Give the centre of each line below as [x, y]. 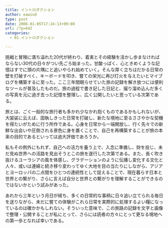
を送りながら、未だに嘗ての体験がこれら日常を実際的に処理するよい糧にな [82, 201]
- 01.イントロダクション [32, 38]
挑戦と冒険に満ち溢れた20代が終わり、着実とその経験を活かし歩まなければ [82, 57]
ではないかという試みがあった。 [38, 185]
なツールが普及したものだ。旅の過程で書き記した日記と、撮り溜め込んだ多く [84, 88]
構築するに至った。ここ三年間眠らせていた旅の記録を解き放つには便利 [91, 82]
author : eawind [21, 15]
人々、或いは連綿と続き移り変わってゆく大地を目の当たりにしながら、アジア [84, 166]
